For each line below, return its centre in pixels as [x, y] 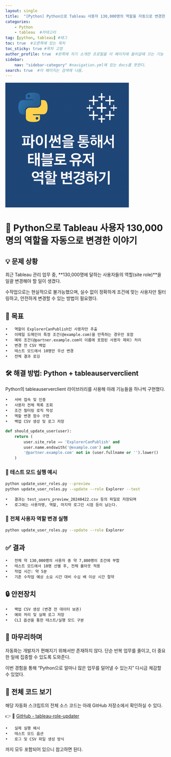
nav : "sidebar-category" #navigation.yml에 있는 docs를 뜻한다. [80, 65]
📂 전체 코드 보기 [29, 692]
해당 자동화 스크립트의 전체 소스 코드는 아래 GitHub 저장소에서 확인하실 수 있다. [84, 705]
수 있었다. [15, 674]
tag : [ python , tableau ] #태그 [36, 38]
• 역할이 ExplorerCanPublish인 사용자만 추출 [52, 329]
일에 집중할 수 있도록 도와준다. [41, 657]
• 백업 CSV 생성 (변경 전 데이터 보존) [43, 609]
